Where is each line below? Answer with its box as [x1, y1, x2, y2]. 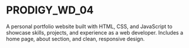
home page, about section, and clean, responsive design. [6, 35, 145, 42]
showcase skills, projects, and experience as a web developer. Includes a [6, 29, 184, 36]
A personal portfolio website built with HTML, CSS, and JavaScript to [6, 23, 173, 30]
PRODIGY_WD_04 [6, 4, 94, 17]
